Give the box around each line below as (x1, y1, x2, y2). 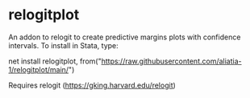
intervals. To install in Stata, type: (8, 40, 119, 50)
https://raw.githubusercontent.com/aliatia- (101, 56, 242, 66)
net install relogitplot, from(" (8, 56, 102, 66)
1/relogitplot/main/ (8, 64, 69, 74)
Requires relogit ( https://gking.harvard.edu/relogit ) (8, 80, 176, 90)
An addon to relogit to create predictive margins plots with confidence (8, 32, 241, 42)
